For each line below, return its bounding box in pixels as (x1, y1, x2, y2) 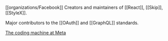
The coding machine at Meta (5, 30, 66, 35)
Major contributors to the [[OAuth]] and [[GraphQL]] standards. (5, 20, 139, 26)
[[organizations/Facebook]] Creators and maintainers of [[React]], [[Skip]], (5, 5, 163, 10)
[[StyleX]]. (5, 10, 27, 16)
